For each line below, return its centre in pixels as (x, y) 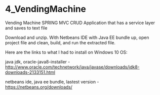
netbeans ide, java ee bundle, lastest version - (52, 82)
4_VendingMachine (46, 9)
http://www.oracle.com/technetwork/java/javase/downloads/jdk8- (72, 67)
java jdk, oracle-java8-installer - (38, 62)
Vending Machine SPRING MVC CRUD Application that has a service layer (80, 23)
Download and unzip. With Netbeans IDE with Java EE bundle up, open (77, 37)
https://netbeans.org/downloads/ (39, 87)
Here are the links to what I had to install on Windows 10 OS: (66, 52)
